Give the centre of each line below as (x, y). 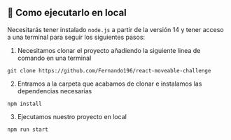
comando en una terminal (54, 58)
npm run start (28, 130)
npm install (24, 104)
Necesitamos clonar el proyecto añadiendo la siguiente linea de (109, 50)
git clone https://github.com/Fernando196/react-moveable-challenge (109, 70)
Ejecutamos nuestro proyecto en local (72, 116)
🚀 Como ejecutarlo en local (67, 13)
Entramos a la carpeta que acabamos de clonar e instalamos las (110, 84)
